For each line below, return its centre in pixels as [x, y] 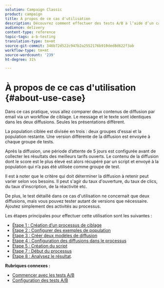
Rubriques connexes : [28, 266]
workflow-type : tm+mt [27, 50]
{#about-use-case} [45, 98]
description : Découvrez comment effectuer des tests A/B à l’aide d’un [79, 23]
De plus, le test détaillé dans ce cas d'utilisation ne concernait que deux [77, 196]
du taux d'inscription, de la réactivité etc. [46, 187]
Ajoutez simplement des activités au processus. [53, 206]
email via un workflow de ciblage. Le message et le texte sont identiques [78, 117]
